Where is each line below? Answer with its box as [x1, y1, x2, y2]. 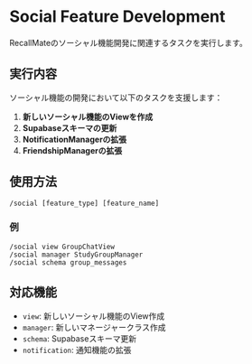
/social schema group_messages [9, 257, 127, 267]
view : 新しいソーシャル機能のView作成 [22, 310, 165, 322]
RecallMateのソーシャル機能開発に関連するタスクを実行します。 [9, 37, 248, 48]
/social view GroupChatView [9, 242, 116, 251]
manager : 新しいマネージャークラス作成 [22, 322, 166, 332]
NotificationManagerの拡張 [22, 134, 127, 145]
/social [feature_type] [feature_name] [9, 199, 160, 208]
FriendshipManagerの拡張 [22, 145, 123, 155]
